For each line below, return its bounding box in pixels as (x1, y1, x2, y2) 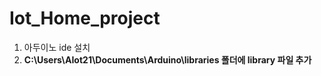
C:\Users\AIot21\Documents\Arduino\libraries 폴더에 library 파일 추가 (23, 53, 312, 66)
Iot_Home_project (9, 7, 161, 30)
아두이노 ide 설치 (23, 41, 91, 53)
